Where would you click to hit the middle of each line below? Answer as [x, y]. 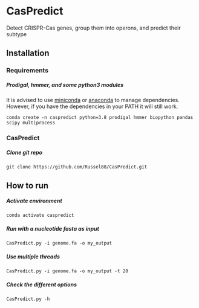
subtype [17, 34]
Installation [28, 53]
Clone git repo [24, 152]
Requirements [28, 71]
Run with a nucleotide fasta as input [53, 229]
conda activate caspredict [40, 216]
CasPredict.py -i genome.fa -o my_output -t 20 [67, 271]
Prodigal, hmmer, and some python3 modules [65, 85]
